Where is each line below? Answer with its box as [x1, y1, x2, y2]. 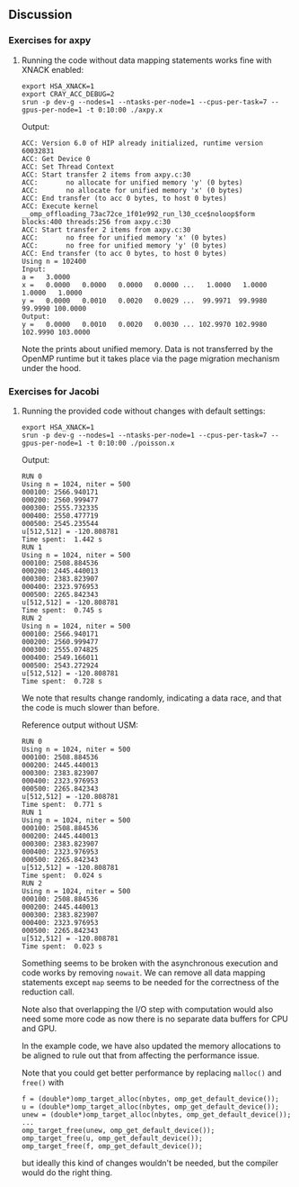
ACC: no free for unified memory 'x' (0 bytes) [21, 233, 227, 242]
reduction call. [21, 986, 75, 997]
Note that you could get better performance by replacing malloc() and [21, 1067, 282, 1078]
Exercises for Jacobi [8, 385, 100, 397]
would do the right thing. [21, 1166, 113, 1178]
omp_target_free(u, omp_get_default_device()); [21, 1134, 203, 1143]
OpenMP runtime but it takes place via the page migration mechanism [21, 353, 280, 364]
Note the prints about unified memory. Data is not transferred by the [21, 343, 274, 354]
